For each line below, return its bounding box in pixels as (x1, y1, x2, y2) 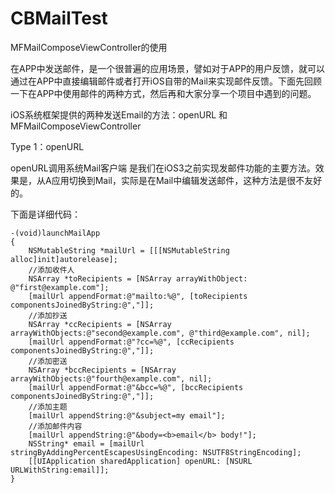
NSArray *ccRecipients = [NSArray (28, 319, 172, 329)
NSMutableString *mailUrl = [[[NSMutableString (28, 245, 230, 256)
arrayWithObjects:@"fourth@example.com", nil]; (10, 373, 213, 384)
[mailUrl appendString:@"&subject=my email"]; (28, 410, 226, 421)
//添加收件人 (28, 265, 75, 275)
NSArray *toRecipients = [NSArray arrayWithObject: (28, 273, 248, 284)
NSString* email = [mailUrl (28, 438, 145, 449)
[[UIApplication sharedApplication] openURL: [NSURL (28, 456, 253, 466)
